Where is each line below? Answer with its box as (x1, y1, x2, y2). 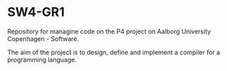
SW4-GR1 (7, 4, 65, 20)
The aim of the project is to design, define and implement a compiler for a (7, 48, 220, 56)
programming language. (7, 55, 77, 63)
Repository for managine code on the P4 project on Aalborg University (7, 27, 212, 35)
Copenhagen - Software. (7, 34, 79, 42)
